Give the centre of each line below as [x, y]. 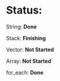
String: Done [21, 27]
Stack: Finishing [26, 38]
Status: [24, 10]
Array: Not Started [29, 61]
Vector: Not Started [30, 49]
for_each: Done [25, 72]
